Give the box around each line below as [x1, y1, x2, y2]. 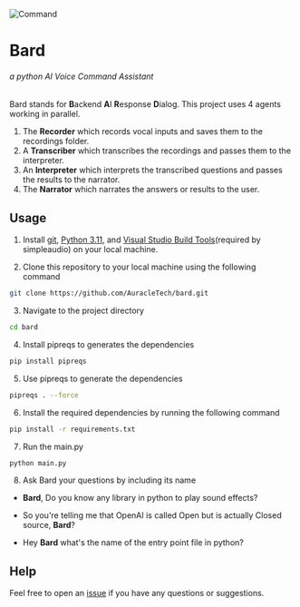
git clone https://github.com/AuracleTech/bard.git [9, 289, 208, 299]
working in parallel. [9, 109, 81, 120]
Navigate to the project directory [22, 305, 145, 317]
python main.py [9, 458, 67, 467]
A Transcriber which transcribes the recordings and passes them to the [22, 145, 292, 156]
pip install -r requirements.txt [9, 425, 136, 434]
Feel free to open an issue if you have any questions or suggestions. [9, 588, 265, 599]
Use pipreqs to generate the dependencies [22, 373, 183, 384]
